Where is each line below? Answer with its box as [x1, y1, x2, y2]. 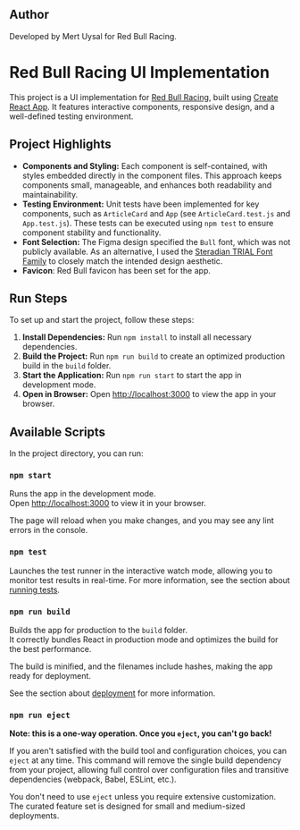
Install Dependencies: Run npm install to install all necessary [21, 332, 252, 343]
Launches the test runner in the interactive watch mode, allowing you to [9, 565, 273, 576]
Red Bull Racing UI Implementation [9, 63, 271, 82]
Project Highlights [9, 137, 112, 152]
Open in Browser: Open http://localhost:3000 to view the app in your [21, 389, 277, 400]
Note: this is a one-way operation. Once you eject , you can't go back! [9, 728, 272, 739]
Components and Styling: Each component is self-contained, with [21, 160, 268, 171]
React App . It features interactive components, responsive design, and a [9, 101, 275, 112]
